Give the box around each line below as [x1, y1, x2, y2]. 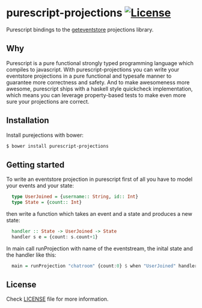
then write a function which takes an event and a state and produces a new [6, 210, 192, 217]
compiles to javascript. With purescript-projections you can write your [6, 66, 180, 73]
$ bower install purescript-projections [6, 143, 109, 149]
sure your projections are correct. [6, 98, 90, 105]
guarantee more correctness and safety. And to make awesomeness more [6, 78, 190, 86]
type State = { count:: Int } [11, 200, 82, 206]
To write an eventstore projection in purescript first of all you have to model [6, 175, 193, 183]
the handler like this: [6, 251, 57, 259]
